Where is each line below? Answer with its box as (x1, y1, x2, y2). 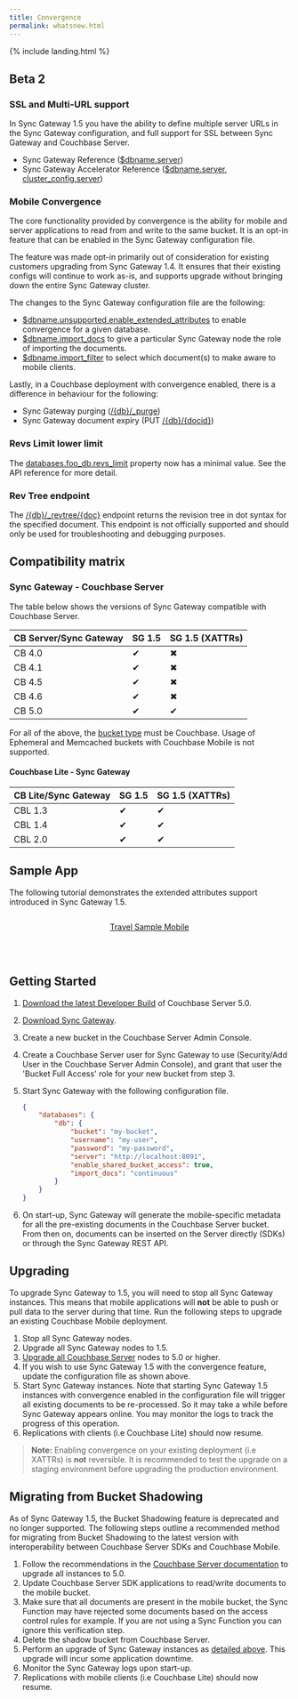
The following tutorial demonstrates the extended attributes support (9, 887, 258, 898)
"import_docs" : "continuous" (69, 1169, 179, 1178)
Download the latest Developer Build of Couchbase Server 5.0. (21, 997, 252, 1008)
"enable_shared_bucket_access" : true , (69, 1160, 214, 1170)
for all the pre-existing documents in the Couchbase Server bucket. (21, 1220, 270, 1230)
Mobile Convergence (9, 196, 102, 208)
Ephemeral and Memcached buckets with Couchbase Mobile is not (9, 737, 255, 747)
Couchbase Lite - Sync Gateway (9, 767, 131, 777)
